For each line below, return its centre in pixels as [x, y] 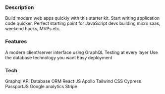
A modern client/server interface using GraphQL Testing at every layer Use [82, 52]
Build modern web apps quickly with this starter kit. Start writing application [82, 18]
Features [16, 42]
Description [20, 7]
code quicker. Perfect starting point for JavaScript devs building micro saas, [83, 23]
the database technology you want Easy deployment [59, 57]
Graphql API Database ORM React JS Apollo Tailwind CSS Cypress [73, 81]
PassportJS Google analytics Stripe [41, 86]
